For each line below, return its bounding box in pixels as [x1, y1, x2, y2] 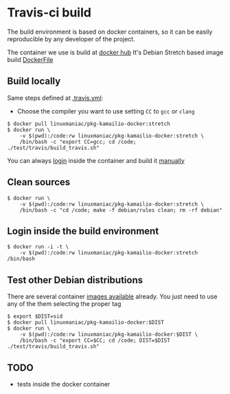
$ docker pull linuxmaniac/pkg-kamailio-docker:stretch [7, 120, 170, 127]
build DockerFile [7, 55, 54, 63]
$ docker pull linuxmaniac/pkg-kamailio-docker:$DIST [7, 319, 165, 326]
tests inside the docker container [16, 380, 111, 388]
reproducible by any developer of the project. [7, 34, 135, 43]
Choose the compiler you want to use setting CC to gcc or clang [16, 107, 195, 115]
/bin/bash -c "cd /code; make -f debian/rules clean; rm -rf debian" [19, 206, 223, 214]
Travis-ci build [7, 5, 91, 21]
